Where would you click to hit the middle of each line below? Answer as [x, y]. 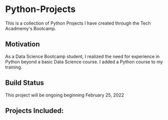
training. [14, 67]
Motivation [23, 44]
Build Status [25, 83]
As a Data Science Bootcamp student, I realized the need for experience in [82, 56]
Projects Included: [34, 111]
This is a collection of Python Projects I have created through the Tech [78, 23]
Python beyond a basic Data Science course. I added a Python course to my [84, 62]
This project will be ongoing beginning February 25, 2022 [65, 95]
